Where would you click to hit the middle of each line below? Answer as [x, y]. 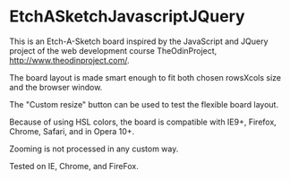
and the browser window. [56, 87]
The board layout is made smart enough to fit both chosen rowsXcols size [145, 77]
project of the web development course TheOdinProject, [113, 50]
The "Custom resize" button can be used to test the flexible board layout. [144, 104]
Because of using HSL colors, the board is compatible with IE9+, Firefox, [143, 122]
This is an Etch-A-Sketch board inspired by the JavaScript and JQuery [139, 41]
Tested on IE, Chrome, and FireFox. [74, 166]
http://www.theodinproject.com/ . [69, 60]
